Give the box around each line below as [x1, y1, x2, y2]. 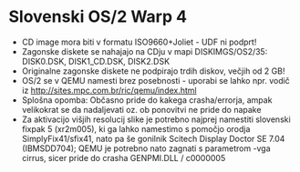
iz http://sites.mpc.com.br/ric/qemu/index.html [21, 85, 197, 96]
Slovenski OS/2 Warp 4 [8, 6, 188, 27]
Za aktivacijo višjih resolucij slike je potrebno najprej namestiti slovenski [21, 114, 291, 125]
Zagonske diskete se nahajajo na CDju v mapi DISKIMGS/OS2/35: [21, 46, 268, 56]
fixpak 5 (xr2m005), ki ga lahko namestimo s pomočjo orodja [21, 123, 251, 134]
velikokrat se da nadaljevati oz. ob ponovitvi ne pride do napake [21, 104, 262, 115]
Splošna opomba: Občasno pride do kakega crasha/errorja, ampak [21, 94, 273, 106]
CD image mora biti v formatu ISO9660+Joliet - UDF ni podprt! [21, 36, 257, 47]
